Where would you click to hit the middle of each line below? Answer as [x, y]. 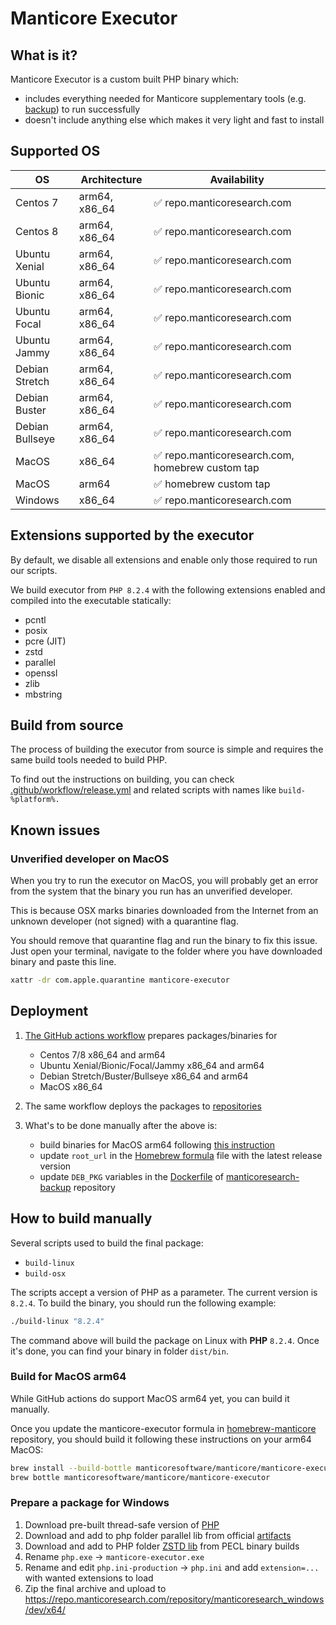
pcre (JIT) [45, 641]
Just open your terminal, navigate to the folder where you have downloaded [166, 951]
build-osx [45, 1273]
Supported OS [55, 151]
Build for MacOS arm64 [68, 1377]
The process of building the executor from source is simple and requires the [167, 749]
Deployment [49, 1011]
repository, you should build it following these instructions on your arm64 [161, 1439]
